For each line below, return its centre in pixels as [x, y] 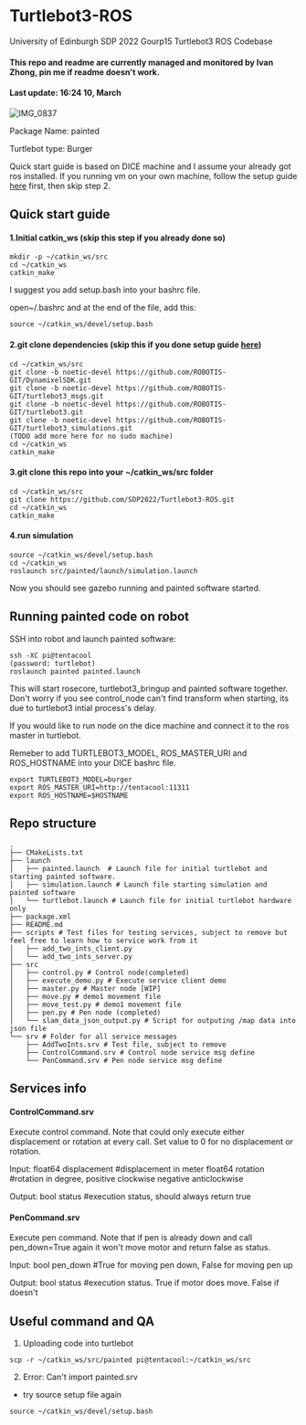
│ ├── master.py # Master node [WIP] [85, 988]
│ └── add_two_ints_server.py [71, 956]
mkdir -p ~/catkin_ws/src [58, 257]
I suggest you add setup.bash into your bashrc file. [105, 290]
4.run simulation [42, 536]
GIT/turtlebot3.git [47, 412]
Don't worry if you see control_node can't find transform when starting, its [149, 698]
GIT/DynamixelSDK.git [51, 380]
